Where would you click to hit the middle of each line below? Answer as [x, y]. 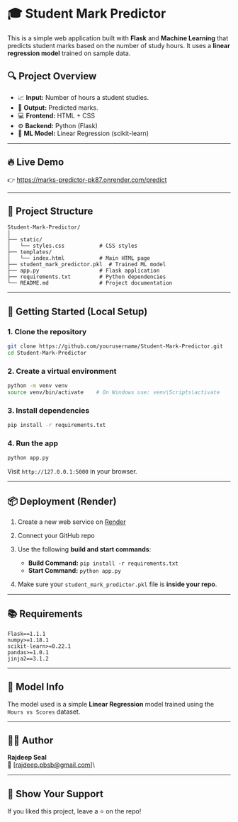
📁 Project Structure [50, 211]
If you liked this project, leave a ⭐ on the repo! [74, 811]
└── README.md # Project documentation [90, 283]
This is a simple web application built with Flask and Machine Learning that [118, 38]
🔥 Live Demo [36, 162]
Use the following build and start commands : [84, 549]
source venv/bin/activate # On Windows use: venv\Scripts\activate [114, 392]
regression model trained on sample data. [69, 53]
